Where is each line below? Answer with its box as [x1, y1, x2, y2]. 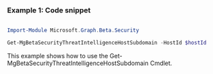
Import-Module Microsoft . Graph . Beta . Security [7, 27, 139, 34]
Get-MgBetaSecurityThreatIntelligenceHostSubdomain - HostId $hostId [7, 40, 207, 47]
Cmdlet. [149, 59, 173, 67]
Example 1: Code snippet [7, 5, 91, 15]
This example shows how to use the [7, 52, 108, 60]
